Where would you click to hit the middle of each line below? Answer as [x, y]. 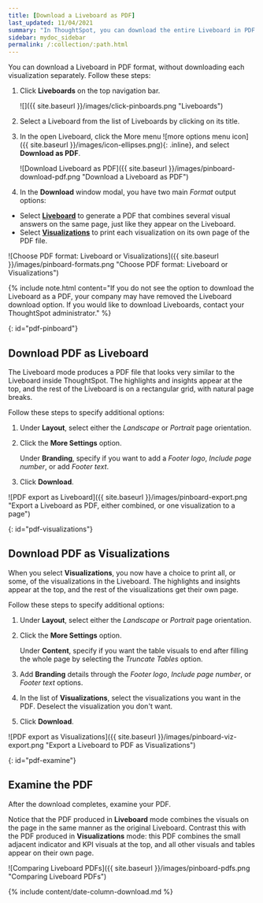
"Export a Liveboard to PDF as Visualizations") [120, 745]
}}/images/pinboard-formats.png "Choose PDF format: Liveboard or [118, 265]
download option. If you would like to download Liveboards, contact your [126, 305]
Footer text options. [51, 683]
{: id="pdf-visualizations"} [50, 529]
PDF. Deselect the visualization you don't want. [96, 706]
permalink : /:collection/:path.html [68, 45]
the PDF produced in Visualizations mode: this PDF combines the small [124, 836]
